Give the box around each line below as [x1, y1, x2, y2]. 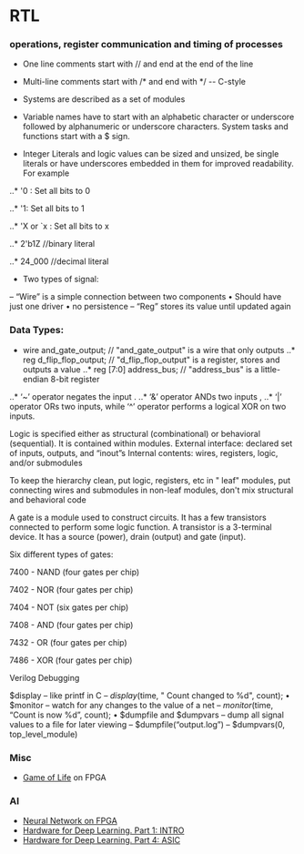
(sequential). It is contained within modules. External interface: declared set [9, 438, 293, 449]
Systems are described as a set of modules [22, 94, 186, 105]
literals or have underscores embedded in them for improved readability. [22, 158, 294, 169]
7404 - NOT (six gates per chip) [9, 602, 129, 613]
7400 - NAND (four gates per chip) [9, 566, 140, 577]
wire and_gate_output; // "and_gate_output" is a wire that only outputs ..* [22, 344, 296, 355]
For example [22, 168, 70, 178]
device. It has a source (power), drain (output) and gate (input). [9, 531, 247, 542]
